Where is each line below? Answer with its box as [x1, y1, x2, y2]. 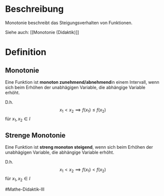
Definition [5, 47, 47, 58]
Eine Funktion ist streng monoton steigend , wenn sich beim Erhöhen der [5, 144, 153, 150]
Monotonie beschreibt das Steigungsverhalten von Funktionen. [5, 20, 133, 26]
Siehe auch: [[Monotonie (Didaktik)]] [5, 29, 79, 35]
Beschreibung [5, 3, 64, 15]
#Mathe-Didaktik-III [5, 186, 45, 192]
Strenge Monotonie [5, 131, 66, 139]
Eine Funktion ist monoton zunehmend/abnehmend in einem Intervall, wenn [5, 79, 160, 85]
